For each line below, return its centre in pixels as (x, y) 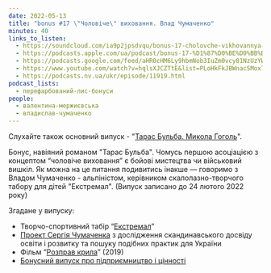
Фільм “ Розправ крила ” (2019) (72, 252)
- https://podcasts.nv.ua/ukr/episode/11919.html (100, 76)
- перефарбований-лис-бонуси (65, 91)
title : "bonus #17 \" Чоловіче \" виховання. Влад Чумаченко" (112, 23)
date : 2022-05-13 (38, 16)
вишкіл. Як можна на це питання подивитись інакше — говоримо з (123, 169)
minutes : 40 (28, 31)
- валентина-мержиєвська (57, 106)
